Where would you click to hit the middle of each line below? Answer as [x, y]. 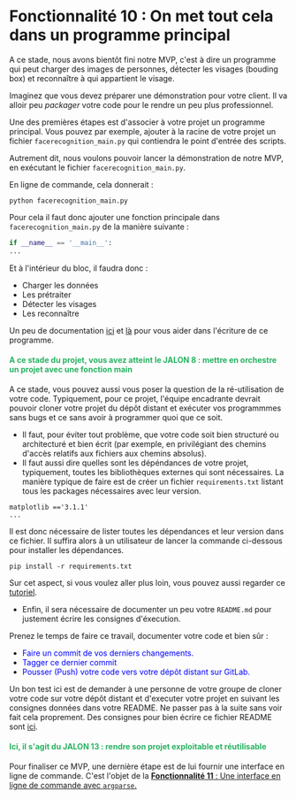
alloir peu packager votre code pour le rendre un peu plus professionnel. [141, 104]
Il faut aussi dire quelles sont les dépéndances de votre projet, [135, 463]
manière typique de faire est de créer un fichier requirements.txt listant [152, 481]
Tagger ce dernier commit [69, 662]
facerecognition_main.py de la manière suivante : [99, 227]
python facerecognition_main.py [68, 201]
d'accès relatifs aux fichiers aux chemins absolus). [114, 453]
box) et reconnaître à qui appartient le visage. [92, 78]
